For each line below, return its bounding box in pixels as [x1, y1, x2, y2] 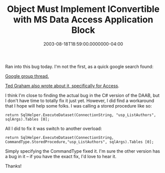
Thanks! [5, 163, 22, 169]
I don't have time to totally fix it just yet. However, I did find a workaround [5, 98, 155, 104]
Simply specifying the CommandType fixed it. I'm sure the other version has [5, 148, 160, 154]
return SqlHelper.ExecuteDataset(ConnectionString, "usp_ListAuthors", [5, 113, 156, 117]
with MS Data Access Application [13, 14, 154, 25]
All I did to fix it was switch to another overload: [5, 125, 103, 131]
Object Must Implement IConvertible [6, 3, 160, 15]
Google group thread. [5, 73, 49, 79]
